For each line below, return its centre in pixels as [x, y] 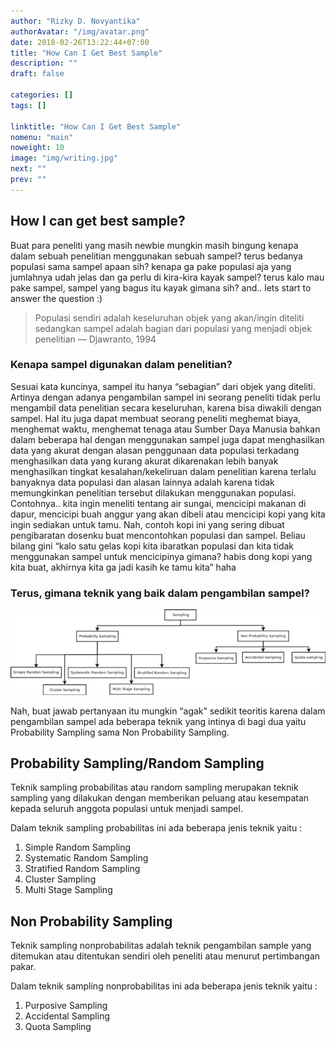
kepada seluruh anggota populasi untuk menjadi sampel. [126, 809]
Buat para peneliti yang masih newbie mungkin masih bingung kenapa [154, 245]
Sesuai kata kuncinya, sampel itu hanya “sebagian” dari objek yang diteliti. [163, 386]
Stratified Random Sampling [82, 869]
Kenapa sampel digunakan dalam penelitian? [121, 365]
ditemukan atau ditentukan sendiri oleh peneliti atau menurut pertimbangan [165, 956]
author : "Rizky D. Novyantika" [75, 21]
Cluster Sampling [60, 879]
